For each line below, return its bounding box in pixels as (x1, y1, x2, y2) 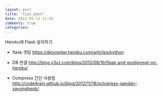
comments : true (5, 20, 36, 26)
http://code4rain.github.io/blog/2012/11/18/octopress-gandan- (12, 80, 138, 86)
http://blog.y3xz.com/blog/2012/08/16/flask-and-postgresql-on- (28, 60, 158, 65)
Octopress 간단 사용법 (12, 75, 56, 81)
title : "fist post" (5, 12, 45, 16)
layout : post (5, 7, 32, 12)
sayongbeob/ (12, 86, 39, 92)
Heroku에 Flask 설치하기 (5, 39, 53, 45)
